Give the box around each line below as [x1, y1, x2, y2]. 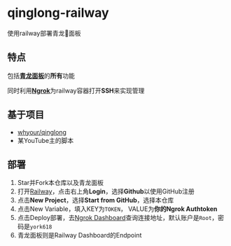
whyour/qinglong [17, 128, 66, 136]
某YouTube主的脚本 [17, 136, 74, 144]
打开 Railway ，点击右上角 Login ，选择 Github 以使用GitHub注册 [17, 187, 195, 196]
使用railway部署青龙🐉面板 [7, 29, 82, 37]
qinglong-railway [7, 5, 110, 21]
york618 [29, 224, 52, 231]
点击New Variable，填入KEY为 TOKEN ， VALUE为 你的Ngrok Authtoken [17, 205, 218, 213]
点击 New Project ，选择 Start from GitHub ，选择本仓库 [17, 196, 174, 205]
